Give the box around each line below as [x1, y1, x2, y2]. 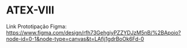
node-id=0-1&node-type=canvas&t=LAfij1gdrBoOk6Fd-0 [6, 35, 145, 42]
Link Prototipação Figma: [6, 23, 67, 30]
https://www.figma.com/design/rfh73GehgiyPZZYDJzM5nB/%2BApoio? [6, 29, 181, 36]
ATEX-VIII [6, 4, 54, 17]
